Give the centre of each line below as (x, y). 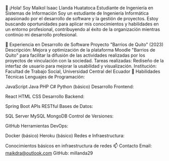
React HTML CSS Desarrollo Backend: (45, 96)
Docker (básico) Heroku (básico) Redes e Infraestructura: (65, 136)
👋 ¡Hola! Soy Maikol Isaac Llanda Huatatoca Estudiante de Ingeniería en (79, 8)
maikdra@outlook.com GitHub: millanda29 (49, 153)
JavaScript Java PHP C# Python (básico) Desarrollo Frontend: (70, 87)
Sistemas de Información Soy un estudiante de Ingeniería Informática (77, 13)
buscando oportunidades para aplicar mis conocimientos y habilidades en (82, 24)
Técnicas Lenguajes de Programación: (45, 77)
